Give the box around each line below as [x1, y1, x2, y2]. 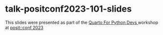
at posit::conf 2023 [5, 24, 44, 30]
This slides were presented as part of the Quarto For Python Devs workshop [5, 19, 159, 25]
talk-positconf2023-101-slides [5, 3, 132, 15]
